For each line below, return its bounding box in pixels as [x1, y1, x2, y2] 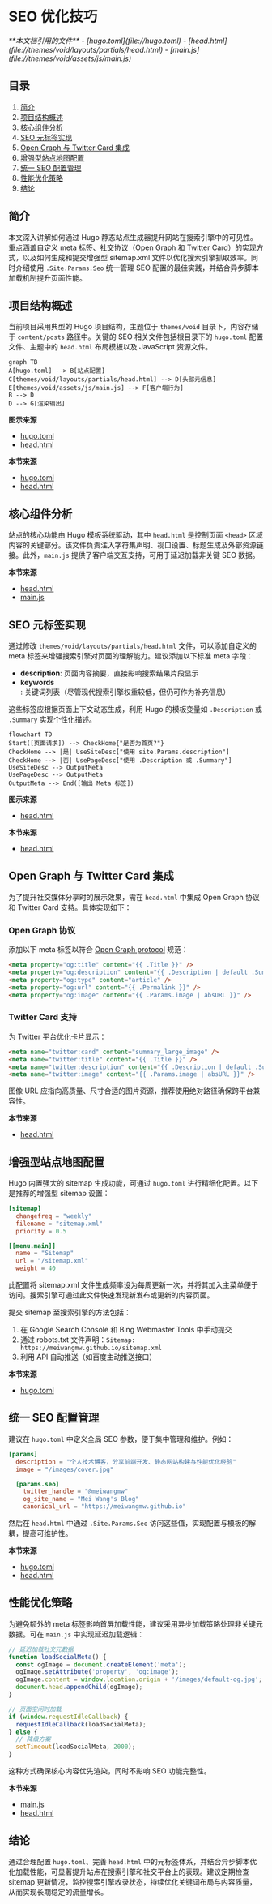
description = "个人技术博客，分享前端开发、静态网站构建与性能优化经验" [15, 1457, 236, 1466]
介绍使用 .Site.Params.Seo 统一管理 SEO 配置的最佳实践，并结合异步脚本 [15, 263, 259, 272]
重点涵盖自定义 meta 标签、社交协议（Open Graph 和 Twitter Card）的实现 [8, 242, 257, 252]
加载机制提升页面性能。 [8, 272, 87, 282]
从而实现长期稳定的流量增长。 [8, 1887, 108, 1897]
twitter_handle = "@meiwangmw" [23, 1487, 129, 1496]
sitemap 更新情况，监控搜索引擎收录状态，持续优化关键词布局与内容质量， [8, 1876, 257, 1886]
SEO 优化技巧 [8, 7, 98, 26]
